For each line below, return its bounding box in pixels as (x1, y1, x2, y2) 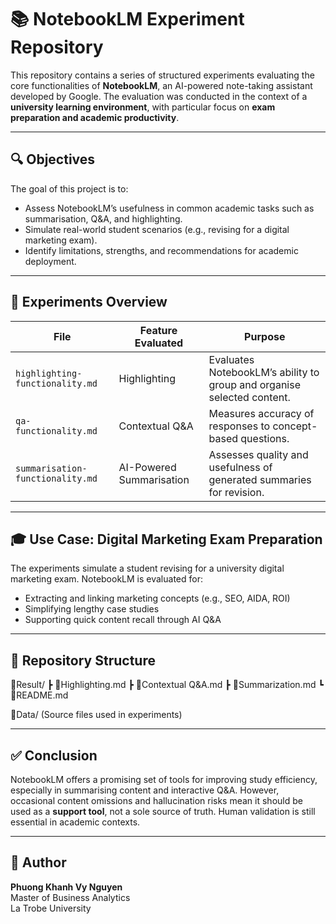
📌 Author (10, 854, 67, 871)
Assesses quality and (208, 447, 309, 461)
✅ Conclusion (10, 747, 98, 764)
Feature (139, 323, 178, 337)
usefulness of (208, 460, 273, 474)
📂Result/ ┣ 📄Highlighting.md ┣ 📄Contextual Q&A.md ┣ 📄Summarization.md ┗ (10, 679, 324, 691)
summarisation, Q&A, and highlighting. (24, 212, 183, 225)
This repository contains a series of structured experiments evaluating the (10, 69, 315, 81)
